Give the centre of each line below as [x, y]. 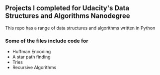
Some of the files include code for [47, 41]
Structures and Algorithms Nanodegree [68, 16]
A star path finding [31, 57]
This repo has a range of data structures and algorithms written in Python [80, 28]
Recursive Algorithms [34, 68]
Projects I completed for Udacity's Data [67, 8]
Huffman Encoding [32, 52]
